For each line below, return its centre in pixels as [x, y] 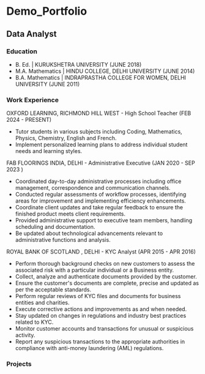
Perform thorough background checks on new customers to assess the [105, 264]
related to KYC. [34, 322]
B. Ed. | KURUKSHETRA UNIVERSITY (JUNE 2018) [78, 64]
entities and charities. [42, 303]
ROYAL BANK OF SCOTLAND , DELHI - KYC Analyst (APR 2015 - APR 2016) [101, 252]
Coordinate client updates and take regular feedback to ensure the [99, 208]
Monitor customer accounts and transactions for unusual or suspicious [104, 329]
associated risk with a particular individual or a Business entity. [95, 270]
